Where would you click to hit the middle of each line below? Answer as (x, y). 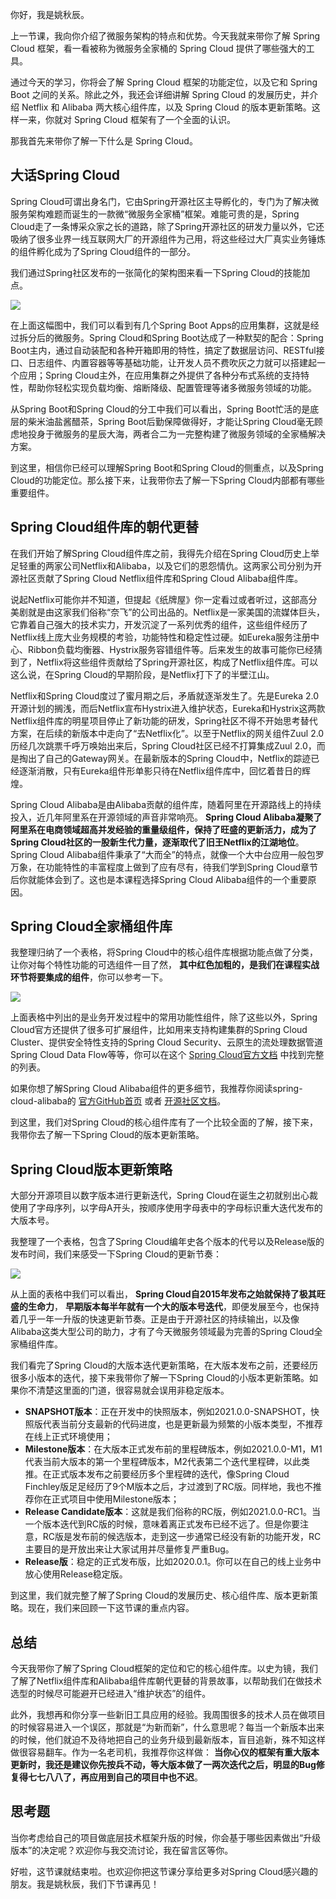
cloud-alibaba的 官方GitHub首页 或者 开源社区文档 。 (118, 1101)
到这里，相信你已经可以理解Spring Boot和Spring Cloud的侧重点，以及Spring (167, 467)
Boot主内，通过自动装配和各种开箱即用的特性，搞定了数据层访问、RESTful (163, 350)
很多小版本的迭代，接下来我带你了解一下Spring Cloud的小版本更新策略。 (160, 1378)
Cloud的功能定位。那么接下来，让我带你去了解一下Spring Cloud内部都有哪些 (167, 480)
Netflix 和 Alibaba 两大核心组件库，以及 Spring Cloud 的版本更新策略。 (166, 107)
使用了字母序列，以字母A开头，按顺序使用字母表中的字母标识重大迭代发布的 (166, 1208)
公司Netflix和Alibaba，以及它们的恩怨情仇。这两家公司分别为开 (192, 565)
